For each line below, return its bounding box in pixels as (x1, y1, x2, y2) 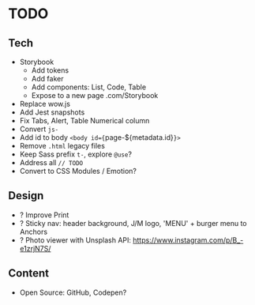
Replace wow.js (19, 100, 71, 108)
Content (8, 266, 50, 281)
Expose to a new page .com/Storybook (31, 91, 159, 100)
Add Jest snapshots (19, 107, 85, 117)
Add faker (31, 74, 64, 83)
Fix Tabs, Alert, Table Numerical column (19, 116, 150, 125)
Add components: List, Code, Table (31, 82, 147, 92)
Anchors (19, 227, 48, 236)
